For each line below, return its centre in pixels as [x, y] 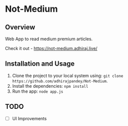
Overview [20, 27]
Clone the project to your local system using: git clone [68, 76]
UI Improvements [29, 118]
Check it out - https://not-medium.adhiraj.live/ [51, 48]
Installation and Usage [40, 64]
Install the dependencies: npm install [50, 86]
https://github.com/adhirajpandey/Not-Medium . [60, 81]
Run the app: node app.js [38, 91]
